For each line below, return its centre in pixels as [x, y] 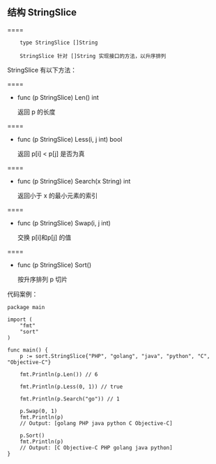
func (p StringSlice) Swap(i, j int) [64, 223]
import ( [20, 320]
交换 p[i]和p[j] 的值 [44, 237]
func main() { [28, 350]
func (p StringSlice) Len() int [58, 97]
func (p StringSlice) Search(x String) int [74, 181]
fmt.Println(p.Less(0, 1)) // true [71, 387]
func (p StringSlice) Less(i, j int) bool [70, 139]
